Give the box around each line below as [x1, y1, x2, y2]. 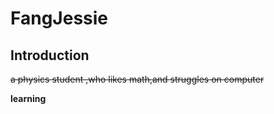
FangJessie [10, 7, 109, 30]
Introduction [10, 47, 90, 64]
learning [10, 93, 47, 104]
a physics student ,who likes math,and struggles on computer [10, 73, 265, 85]
